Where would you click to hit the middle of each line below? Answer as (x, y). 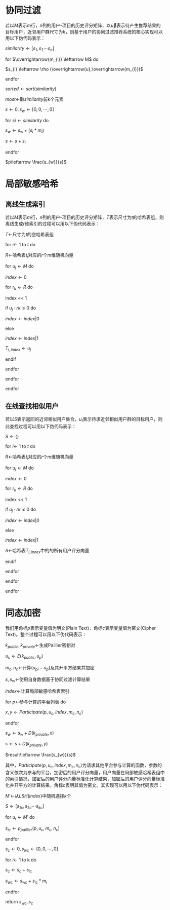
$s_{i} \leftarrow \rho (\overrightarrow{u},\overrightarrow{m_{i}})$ (74, 69)
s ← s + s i (15, 142)
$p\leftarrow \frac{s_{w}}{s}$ (36, 162)
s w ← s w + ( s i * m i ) (25, 131)
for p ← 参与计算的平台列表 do (36, 702)
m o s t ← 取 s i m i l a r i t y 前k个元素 (34, 99)
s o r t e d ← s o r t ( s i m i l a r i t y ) (31, 89)
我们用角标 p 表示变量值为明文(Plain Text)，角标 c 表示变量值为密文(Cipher (80, 628)
